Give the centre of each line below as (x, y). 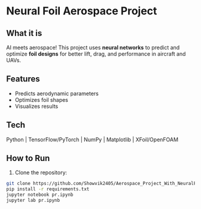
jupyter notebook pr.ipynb (40, 195)
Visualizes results (36, 106)
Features (23, 79)
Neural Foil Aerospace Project (82, 11)
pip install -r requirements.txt (48, 189)
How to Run (28, 158)
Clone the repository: (41, 172)
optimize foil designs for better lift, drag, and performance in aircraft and (96, 54)
